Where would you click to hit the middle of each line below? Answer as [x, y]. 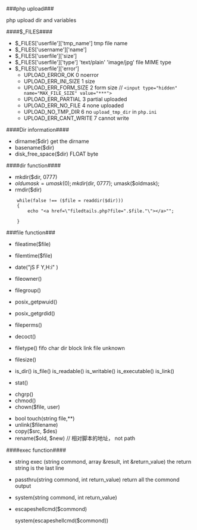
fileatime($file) [33, 244]
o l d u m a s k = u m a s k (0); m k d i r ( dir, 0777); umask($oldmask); [87, 183]
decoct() [25, 337]
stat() [21, 383]
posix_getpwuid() [36, 302]
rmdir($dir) [28, 190]
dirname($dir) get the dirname [52, 141]
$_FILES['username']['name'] [51, 49]
